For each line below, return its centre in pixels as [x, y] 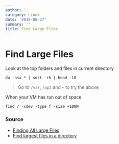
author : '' [17, 10]
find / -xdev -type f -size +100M [42, 107]
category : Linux [22, 15]
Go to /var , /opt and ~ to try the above [58, 87]
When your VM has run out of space [43, 97]
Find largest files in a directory [45, 136]
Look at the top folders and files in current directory [59, 68]
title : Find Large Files [32, 29]
